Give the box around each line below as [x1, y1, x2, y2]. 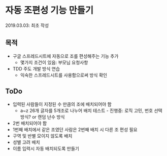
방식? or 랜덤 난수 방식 [20, 113, 65, 120]
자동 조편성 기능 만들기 [5, 5, 94, 16]
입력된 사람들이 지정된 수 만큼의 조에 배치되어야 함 [12, 101, 112, 107]
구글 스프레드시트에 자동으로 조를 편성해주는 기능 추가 [12, 53, 119, 59]
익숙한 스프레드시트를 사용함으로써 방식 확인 [20, 72, 108, 78]
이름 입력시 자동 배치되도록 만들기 [12, 145, 80, 151]
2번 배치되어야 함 [12, 120, 47, 126]
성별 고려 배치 [12, 139, 40, 145]
